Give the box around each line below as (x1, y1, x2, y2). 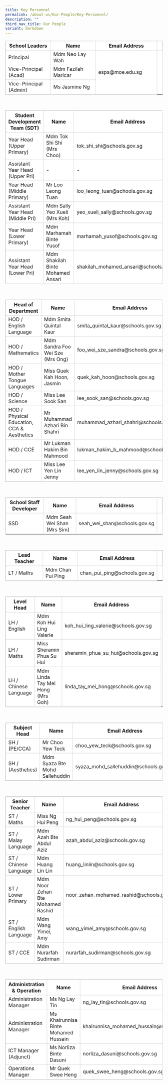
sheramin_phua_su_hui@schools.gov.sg (64, 650, 158, 657)
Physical (8, 413, 28, 420)
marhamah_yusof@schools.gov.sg (76, 233, 157, 240)
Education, (8, 419, 33, 426)
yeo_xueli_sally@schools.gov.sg (76, 209, 152, 216)
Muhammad (44, 416, 72, 423)
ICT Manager (8, 1047, 39, 1054)
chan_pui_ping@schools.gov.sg (79, 569, 154, 576)
